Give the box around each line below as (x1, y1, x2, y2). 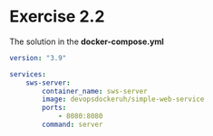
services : (9, 69, 47, 78)
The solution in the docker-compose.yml (9, 36, 165, 47)
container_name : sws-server (42, 86, 148, 95)
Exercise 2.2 (9, 6, 105, 27)
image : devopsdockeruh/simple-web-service (42, 95, 205, 104)
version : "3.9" (9, 53, 67, 62)
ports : (42, 104, 67, 113)
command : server (42, 120, 103, 130)
